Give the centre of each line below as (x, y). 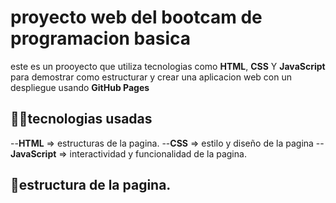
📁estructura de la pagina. (91, 185)
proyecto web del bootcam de (136, 17)
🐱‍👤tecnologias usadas (81, 119)
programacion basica (101, 38)
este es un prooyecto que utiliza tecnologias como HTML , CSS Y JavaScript (168, 66)
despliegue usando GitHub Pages (80, 87)
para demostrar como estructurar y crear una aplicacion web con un (151, 77)
